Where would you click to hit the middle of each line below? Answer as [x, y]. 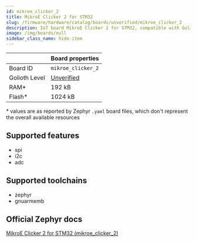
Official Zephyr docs [44, 219]
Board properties [75, 58]
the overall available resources [43, 117]
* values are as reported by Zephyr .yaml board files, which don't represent [97, 111]
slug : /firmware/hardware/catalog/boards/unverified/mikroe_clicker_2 [94, 22]
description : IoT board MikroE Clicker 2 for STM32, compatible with [93, 28]
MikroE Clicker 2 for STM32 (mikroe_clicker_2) [62, 233]
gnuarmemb [29, 201]
